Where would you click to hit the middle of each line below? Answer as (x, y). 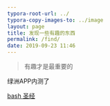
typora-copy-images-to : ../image (55, 20)
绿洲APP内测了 (28, 81)
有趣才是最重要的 (48, 66)
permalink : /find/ (34, 39)
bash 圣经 (21, 96)
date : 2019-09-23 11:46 (42, 46)
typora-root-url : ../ (38, 14)
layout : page (26, 26)
